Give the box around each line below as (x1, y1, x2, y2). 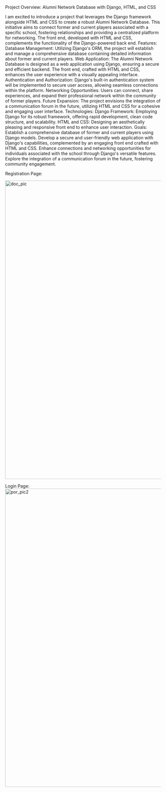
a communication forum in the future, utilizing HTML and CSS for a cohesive (5, 103, 161, 109)
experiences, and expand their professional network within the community (5, 93, 157, 99)
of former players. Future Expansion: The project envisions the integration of (5, 98, 161, 103)
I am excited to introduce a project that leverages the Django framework (5, 14, 152, 19)
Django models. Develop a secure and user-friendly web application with (5, 135, 154, 141)
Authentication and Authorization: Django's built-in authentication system (5, 77, 155, 83)
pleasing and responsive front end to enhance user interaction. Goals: (5, 124, 147, 130)
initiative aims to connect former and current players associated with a (5, 24, 149, 30)
